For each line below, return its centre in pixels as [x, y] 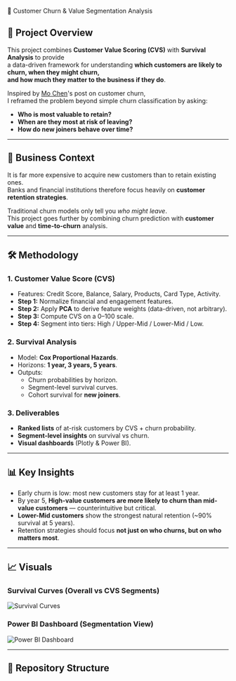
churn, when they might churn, [53, 72]
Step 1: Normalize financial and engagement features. [95, 301]
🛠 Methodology [43, 255]
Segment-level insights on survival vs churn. [83, 435]
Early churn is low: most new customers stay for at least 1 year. [109, 493]
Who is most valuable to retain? [65, 114]
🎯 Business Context [51, 158]
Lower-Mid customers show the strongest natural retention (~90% [115, 515]
